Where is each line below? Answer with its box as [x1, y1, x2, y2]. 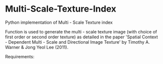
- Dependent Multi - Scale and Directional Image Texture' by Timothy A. [5, 39, 150, 45]
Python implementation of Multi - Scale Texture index [5, 19, 113, 25]
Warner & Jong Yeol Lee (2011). [5, 44, 69, 50]
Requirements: [5, 53, 34, 59]
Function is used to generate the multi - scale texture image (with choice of [5, 29, 157, 34]
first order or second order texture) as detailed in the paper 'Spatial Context [5, 34, 158, 40]
